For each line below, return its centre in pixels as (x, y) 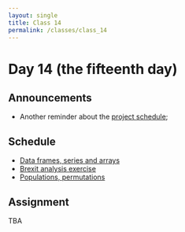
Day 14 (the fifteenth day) (93, 69)
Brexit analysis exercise (58, 169)
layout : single (33, 15)
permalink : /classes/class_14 (58, 30)
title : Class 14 (35, 23)
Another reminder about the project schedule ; (94, 117)
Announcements (50, 98)
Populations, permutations (62, 177)
